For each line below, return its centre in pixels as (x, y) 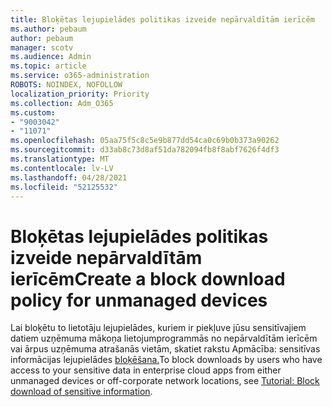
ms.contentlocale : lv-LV (62, 168)
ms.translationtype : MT (60, 159)
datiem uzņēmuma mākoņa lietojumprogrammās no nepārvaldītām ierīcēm (164, 338)
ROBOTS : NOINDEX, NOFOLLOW (66, 85)
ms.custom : (33, 112)
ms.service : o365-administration (80, 76)
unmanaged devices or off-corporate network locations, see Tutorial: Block (165, 381)
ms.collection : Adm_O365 (62, 103)
